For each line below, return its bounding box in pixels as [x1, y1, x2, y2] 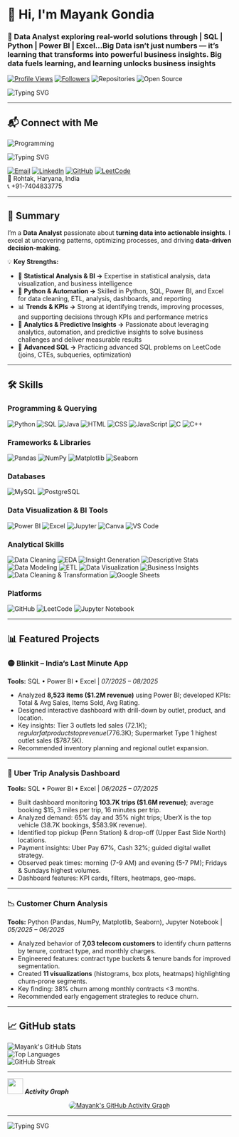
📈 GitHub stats [7, 1020, 76, 1032]
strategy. [17, 851, 44, 860]
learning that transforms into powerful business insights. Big [7, 50, 222, 60]
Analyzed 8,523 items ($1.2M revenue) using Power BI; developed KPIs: [17, 691, 231, 699]
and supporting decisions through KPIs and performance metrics [17, 313, 208, 321]
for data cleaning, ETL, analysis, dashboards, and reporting [17, 295, 192, 303]
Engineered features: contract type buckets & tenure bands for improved [17, 954, 231, 963]
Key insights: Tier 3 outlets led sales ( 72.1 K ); [17, 721, 147, 729]
